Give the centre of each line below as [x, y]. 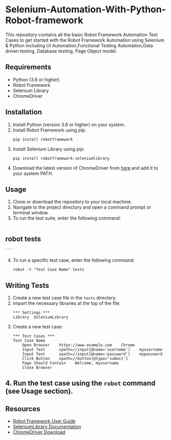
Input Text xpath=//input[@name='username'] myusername [92, 350]
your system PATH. [33, 173]
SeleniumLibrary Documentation [47, 427]
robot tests [23, 239]
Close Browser [37, 368]
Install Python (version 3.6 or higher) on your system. [69, 124]
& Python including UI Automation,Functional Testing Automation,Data [79, 45]
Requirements [28, 67]
